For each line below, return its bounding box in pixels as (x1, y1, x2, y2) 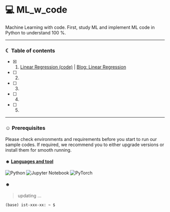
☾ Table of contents (5, 47, 56, 54)
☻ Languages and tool (5, 158, 54, 165)
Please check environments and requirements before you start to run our (5, 136, 157, 142)
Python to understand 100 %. (5, 29, 66, 36)
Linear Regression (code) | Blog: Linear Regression (20, 64, 126, 70)
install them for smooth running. (5, 147, 72, 153)
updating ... (17, 192, 41, 198)
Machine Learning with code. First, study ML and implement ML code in (5, 24, 155, 30)
